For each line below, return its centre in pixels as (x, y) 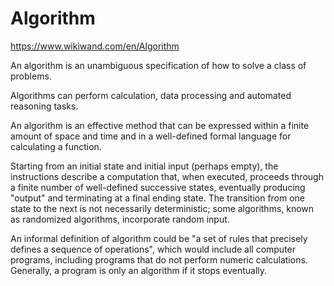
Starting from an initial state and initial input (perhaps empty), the (144, 166)
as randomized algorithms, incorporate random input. (120, 219)
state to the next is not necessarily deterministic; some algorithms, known (162, 208)
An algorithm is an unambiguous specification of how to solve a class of (158, 65)
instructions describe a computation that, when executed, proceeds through (167, 176)
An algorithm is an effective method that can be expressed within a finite (160, 125)
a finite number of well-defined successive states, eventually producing (158, 187)
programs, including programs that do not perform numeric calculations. (159, 259)
